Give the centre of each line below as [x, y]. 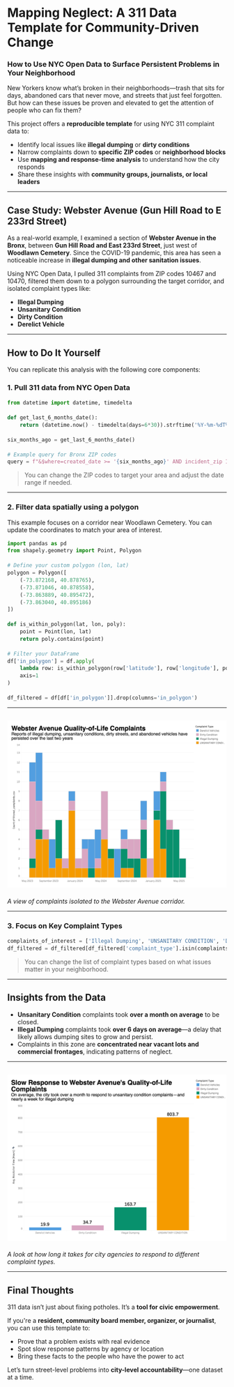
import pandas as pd [37, 543]
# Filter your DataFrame [43, 653]
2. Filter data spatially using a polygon [73, 507]
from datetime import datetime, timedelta [70, 403]
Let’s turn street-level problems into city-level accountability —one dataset [115, 1370]
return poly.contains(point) [62, 639]
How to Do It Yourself [54, 353]
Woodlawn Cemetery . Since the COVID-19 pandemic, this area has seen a [114, 253]
